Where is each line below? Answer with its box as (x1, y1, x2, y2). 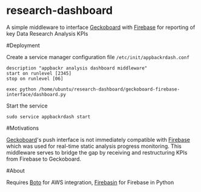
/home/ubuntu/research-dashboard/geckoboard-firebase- (38, 86, 180, 92)
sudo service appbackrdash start (6, 114, 91, 120)
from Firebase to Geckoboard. (6, 155, 82, 162)
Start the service (6, 102, 48, 109)
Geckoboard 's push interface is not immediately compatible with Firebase (6, 136, 191, 143)
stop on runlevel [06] (6, 75, 64, 82)
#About (6, 167, 25, 174)
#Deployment (6, 42, 41, 49)
